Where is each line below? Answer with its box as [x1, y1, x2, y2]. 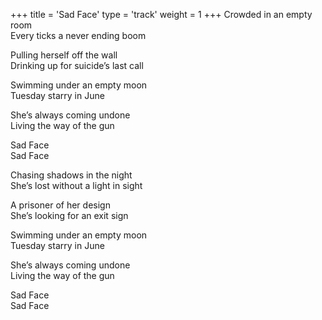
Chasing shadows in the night [10, 169, 133, 181]
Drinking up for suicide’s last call [10, 60, 144, 71]
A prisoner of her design [10, 199, 111, 211]
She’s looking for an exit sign [10, 210, 129, 221]
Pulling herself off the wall [10, 49, 118, 61]
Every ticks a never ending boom [10, 30, 147, 41]
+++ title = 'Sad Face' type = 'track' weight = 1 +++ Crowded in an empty [10, 9, 313, 20]
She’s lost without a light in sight [10, 180, 143, 191]
